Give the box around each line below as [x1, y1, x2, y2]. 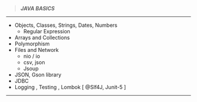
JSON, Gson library [14, 71, 62, 78]
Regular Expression [23, 28, 70, 34]
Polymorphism [14, 40, 50, 47]
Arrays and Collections [14, 34, 70, 41]
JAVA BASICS [20, 5, 55, 12]
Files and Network [14, 47, 59, 53]
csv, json [23, 59, 45, 66]
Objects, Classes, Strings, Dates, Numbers [14, 22, 118, 29]
